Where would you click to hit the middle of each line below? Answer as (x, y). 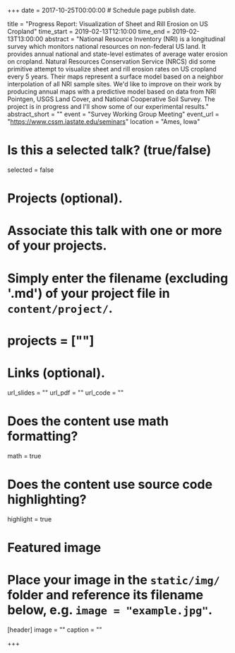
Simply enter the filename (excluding (118, 278)
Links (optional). (56, 372)
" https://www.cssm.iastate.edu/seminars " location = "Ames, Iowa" (104, 122)
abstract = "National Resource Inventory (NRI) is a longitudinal (135, 39)
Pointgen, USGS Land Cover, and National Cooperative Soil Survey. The (111, 99)
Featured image (54, 547)
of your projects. (57, 246)
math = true (24, 456)
